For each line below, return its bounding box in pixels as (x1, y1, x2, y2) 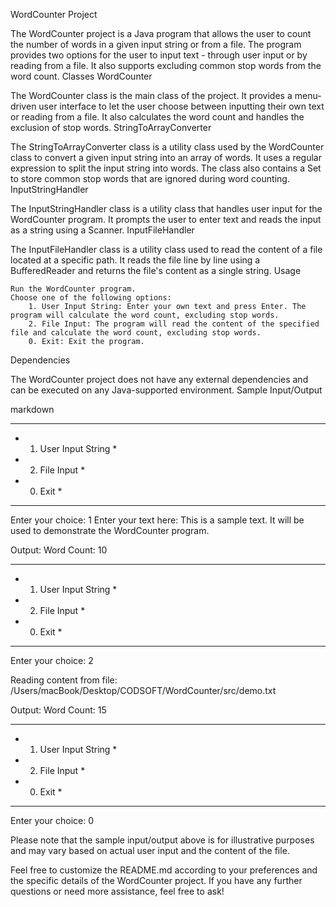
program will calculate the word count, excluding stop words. (10, 310, 280, 320)
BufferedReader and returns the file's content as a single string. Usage (10, 265, 302, 276)
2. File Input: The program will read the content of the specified (28, 319, 320, 329)
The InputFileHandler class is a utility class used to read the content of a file (10, 244, 323, 255)
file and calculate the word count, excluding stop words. (10, 328, 262, 338)
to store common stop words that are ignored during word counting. (10, 173, 290, 184)
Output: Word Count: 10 (10, 544, 108, 556)
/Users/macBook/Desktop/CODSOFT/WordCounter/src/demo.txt (10, 685, 277, 696)
